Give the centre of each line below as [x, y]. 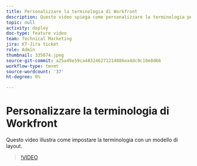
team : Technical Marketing [39, 39]
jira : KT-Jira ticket [33, 45]
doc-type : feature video [36, 33]
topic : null [21, 22]
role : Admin [21, 50]
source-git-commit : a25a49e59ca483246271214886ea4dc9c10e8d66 [84, 60]
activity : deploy [27, 28]
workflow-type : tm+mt [33, 66]
